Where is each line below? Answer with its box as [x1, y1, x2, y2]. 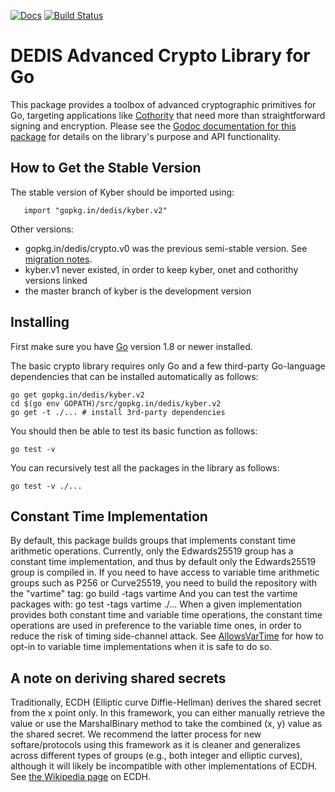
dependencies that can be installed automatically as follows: [10, 370, 259, 382]
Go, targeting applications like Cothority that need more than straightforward [10, 109, 326, 121]
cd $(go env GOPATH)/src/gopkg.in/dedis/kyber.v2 [10, 398, 222, 409]
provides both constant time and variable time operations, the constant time [10, 609, 323, 621]
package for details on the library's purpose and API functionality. [10, 130, 282, 142]
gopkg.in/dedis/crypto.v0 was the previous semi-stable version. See [24, 242, 308, 254]
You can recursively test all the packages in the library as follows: [10, 461, 280, 474]
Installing [10, 314, 70, 331]
